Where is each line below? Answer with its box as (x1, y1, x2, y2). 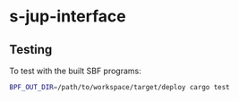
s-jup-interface (9, 6, 127, 27)
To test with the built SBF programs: (9, 65, 141, 76)
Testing (9, 42, 53, 57)
